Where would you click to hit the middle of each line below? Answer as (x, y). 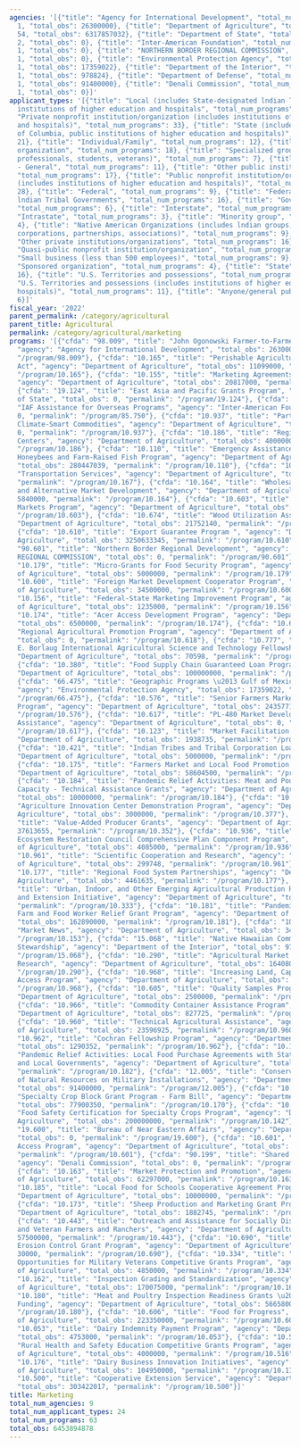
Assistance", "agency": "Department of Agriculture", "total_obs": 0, (151, 723)
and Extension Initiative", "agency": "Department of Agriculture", (147, 897)
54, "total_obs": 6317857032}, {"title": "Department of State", (142, 34)
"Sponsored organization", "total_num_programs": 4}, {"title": (139, 267)
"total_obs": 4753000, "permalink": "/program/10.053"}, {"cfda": (143, 1337)
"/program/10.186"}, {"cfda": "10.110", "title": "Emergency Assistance (155, 449)
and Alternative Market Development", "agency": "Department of (139, 491)
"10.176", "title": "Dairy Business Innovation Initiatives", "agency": (155, 1362)
